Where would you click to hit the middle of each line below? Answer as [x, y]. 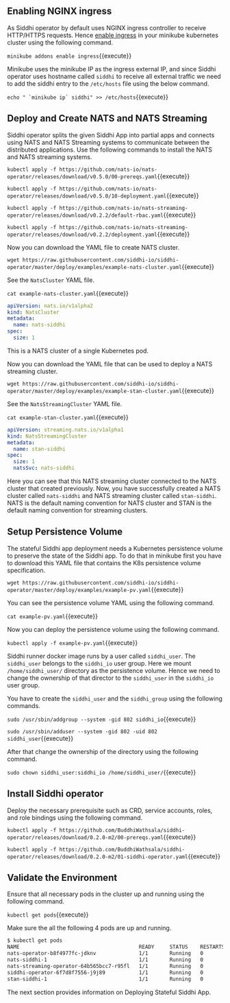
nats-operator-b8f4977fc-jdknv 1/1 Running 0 [105, 954]
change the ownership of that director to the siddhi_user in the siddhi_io [111, 678]
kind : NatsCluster [33, 312]
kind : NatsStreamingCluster [47, 436]
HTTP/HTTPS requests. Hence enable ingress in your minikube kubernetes [113, 35]
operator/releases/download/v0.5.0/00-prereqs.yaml [82, 177]
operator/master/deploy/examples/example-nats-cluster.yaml [95, 267]
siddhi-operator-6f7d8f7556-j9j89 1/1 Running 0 [105, 972]
